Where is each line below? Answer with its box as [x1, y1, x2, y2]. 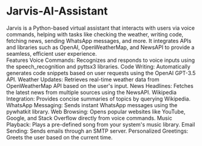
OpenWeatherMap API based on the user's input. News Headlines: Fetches [6, 82, 194, 89]
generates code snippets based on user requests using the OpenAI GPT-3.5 [6, 69, 196, 76]
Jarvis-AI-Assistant [6, 4, 108, 18]
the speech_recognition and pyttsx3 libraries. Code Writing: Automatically [6, 62, 191, 70]
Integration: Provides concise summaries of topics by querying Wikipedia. [6, 95, 191, 102]
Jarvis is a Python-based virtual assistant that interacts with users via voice [6, 24, 195, 32]
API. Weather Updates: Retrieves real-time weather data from [6, 76, 160, 83]
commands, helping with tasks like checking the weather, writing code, [6, 30, 184, 38]
